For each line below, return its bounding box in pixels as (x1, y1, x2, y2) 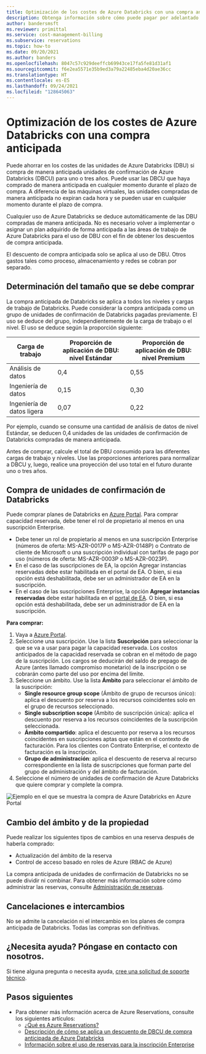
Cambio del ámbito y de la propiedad (6, 817, 149, 828)
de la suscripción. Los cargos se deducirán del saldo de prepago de (15, 657, 188, 664)
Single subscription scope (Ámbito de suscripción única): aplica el (24, 709, 194, 717)
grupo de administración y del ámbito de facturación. (24, 768, 159, 775)
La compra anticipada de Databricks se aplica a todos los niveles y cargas (6, 298, 194, 305)
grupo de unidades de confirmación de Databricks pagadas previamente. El (6, 310, 197, 318)
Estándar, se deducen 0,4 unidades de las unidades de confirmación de (6, 429, 188, 436)
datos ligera (9, 407, 44, 415)
